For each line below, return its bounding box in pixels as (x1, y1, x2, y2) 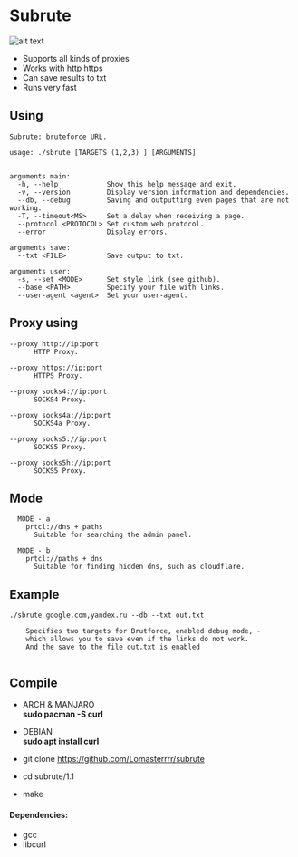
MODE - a (17, 515, 51, 524)
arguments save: (9, 243, 71, 252)
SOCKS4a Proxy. (33, 419, 91, 428)
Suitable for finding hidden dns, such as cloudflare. (33, 563, 245, 572)
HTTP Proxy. (33, 347, 79, 356)
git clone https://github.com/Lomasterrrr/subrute (22, 754, 206, 764)
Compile (9, 675, 58, 690)
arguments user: (9, 266, 71, 276)
